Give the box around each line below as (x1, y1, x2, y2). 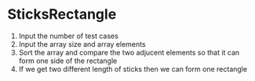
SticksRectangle (7, 5, 117, 23)
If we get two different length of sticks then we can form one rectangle (18, 64, 248, 73)
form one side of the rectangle (18, 56, 118, 65)
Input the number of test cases (18, 31, 118, 40)
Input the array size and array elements (18, 39, 146, 48)
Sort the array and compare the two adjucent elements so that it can (18, 48, 240, 57)
